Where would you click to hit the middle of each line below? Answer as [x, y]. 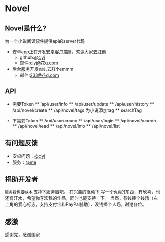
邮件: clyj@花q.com [39, 63]
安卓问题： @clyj [29, 156]
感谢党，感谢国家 [22, 235]
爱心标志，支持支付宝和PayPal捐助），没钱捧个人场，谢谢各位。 [82, 204]
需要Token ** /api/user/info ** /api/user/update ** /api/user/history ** [83, 104]
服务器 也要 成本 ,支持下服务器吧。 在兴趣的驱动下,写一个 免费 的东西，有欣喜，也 [83, 192]
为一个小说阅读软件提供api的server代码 [45, 41]
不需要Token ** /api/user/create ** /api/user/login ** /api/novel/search [84, 121]
